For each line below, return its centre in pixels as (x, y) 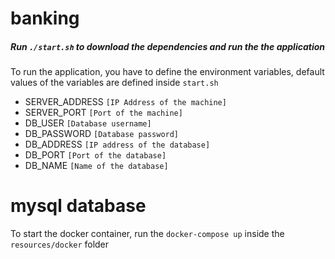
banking (45, 18)
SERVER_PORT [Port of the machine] (103, 113)
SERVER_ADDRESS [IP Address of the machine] (125, 102)
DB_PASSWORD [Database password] (102, 134)
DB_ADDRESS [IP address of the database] (117, 144)
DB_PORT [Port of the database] (95, 155)
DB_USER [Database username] (88, 123)
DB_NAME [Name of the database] (96, 166)
